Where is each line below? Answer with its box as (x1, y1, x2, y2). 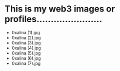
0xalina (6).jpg (11, 55, 41, 61)
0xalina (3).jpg (11, 40, 41, 45)
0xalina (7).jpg (11, 60, 41, 66)
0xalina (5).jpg (11, 50, 41, 56)
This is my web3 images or (4, 3, 115, 14)
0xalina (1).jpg (11, 29, 40, 35)
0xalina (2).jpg (11, 35, 41, 41)
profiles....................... (4, 14, 102, 25)
